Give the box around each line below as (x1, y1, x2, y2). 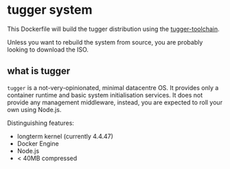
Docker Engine (16, 139, 60, 148)
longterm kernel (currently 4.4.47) (16, 132, 113, 140)
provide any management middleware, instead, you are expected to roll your (7, 98, 223, 106)
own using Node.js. (7, 105, 62, 113)
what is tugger (7, 65, 71, 77)
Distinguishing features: (7, 119, 74, 127)
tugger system (7, 2, 93, 18)
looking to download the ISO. (7, 45, 89, 54)
